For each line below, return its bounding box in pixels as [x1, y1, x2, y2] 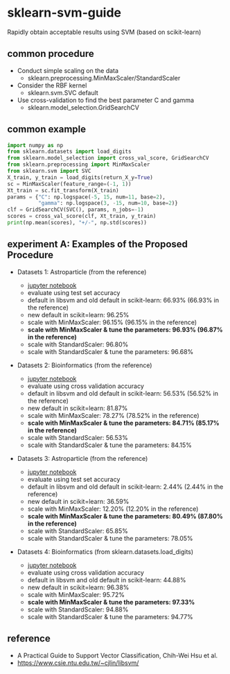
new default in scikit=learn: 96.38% [27, 583, 130, 591]
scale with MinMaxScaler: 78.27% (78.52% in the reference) [27, 411, 200, 419]
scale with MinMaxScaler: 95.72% [27, 590, 125, 598]
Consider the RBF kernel [17, 81, 87, 90]
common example [7, 124, 87, 135]
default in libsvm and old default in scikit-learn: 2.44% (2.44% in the [27, 482, 224, 491]
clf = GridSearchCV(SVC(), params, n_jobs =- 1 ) [7, 206, 144, 213]
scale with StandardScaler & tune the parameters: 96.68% [27, 347, 194, 355]
